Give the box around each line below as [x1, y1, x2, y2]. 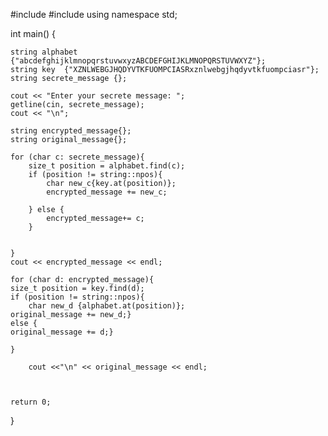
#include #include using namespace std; [10, 9, 178, 20]
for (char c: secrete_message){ [10, 152, 145, 162]
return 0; [10, 397, 52, 407]
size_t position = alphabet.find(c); [28, 161, 186, 171]
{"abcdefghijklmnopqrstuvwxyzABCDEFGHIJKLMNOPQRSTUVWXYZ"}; [10, 56, 267, 66]
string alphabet [10, 47, 78, 57]
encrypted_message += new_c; [46, 187, 168, 197]
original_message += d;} [10, 327, 114, 337]
